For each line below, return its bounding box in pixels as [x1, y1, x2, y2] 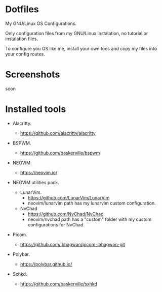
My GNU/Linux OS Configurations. [5, 20, 77, 26]
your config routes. [5, 51, 45, 57]
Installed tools [5, 103, 66, 115]
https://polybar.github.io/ [20, 261, 72, 267]
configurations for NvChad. [27, 221, 85, 227]
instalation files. [5, 36, 38, 42]
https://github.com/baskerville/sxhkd [20, 281, 98, 287]
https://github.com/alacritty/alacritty [20, 130, 96, 136]
